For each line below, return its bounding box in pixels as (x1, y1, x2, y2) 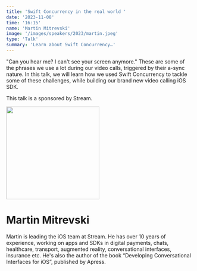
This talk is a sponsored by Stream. (6, 94, 93, 101)
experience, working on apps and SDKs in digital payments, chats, (6, 239, 169, 246)
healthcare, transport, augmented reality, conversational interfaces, (6, 246, 171, 253)
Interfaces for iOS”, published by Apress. (6, 258, 106, 265)
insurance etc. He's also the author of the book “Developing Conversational (6, 251, 192, 259)
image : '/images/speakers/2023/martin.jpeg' (6, 31, 118, 37)
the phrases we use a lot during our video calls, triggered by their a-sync (6, 64, 185, 71)
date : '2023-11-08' (6, 14, 55, 20)
